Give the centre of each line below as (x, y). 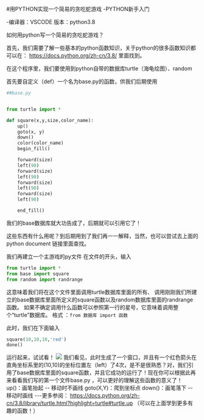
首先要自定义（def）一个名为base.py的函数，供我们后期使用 (82, 81)
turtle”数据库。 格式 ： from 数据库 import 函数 (71, 315)
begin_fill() (34, 149)
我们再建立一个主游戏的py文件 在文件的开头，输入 (69, 256)
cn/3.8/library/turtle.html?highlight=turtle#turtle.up (70, 403)
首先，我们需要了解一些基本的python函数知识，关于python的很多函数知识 (98, 48)
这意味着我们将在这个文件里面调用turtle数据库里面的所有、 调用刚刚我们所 (99, 292)
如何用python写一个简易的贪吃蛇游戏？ (55, 35)
